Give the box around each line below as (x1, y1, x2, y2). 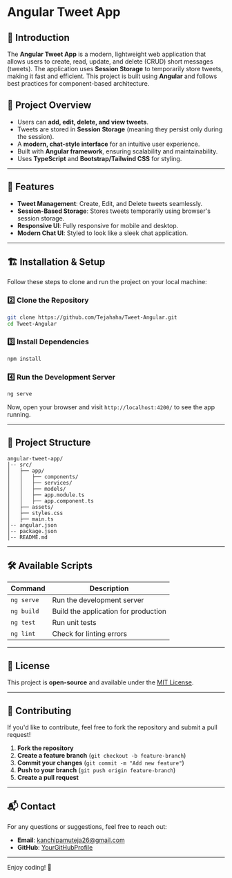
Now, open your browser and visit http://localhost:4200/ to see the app (7, 402, 215, 411)
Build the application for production (52, 606, 167, 616)
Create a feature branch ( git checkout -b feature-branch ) (17, 751, 186, 760)
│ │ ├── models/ (7, 485, 67, 492)
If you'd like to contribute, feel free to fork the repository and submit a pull (7, 723, 217, 731)
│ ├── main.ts (7, 516, 54, 523)
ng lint (10, 630, 36, 638)
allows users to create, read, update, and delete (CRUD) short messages (7, 57, 213, 66)
